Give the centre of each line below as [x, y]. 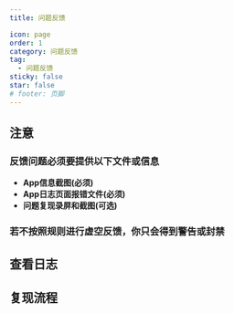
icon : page [30, 34]
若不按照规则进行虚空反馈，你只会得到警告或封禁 [117, 232]
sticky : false [37, 77]
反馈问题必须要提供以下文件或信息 [85, 161]
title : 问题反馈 [37, 18]
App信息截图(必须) [58, 183]
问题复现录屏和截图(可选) [70, 205]
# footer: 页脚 [37, 94]
